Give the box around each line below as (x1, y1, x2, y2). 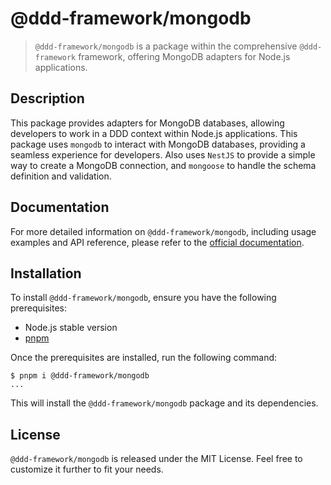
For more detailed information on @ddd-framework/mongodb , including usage (10, 225, 317, 237)
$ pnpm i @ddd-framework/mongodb (10, 371, 150, 381)
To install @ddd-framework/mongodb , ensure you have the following (10, 292, 277, 304)
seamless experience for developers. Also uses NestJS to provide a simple (10, 148, 316, 161)
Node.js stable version (24, 322, 118, 334)
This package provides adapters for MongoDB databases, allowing (10, 117, 285, 129)
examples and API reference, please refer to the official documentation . (10, 236, 305, 248)
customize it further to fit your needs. (10, 463, 164, 476)
